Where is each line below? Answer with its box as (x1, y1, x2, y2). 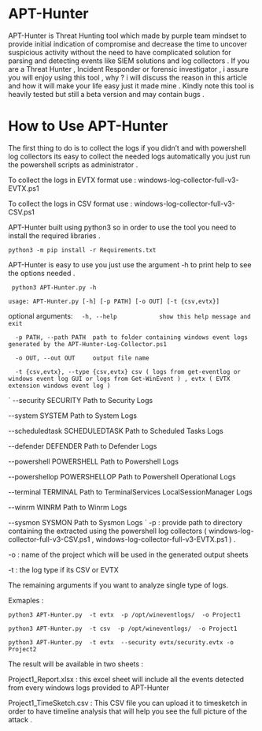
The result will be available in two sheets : (8, 659, 144, 669)
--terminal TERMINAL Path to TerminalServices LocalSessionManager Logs (8, 487, 253, 497)
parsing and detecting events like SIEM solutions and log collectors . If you (8, 56, 250, 65)
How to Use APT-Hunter (8, 117, 168, 135)
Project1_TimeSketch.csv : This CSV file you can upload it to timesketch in (8, 698, 248, 707)
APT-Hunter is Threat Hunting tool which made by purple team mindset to (8, 31, 247, 40)
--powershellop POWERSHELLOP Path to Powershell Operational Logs (8, 472, 236, 481)
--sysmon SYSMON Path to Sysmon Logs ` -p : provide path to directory (8, 517, 242, 527)
